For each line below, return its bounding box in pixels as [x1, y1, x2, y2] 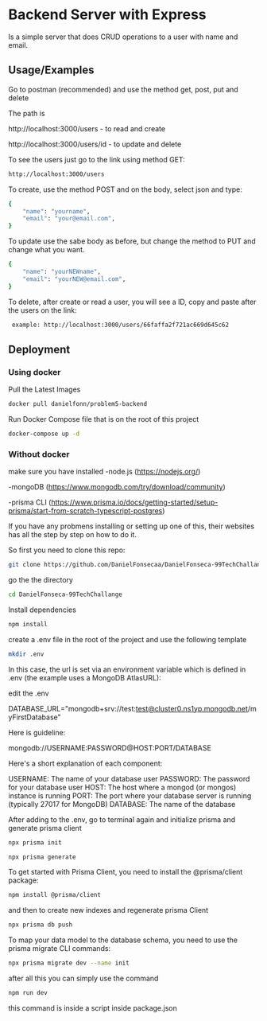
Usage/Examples [8, 64, 95, 77]
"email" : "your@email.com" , [22, 215, 115, 223]
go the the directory [8, 575, 74, 585]
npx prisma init [8, 838, 62, 847]
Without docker [8, 448, 70, 459]
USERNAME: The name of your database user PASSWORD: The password [8, 774, 250, 783]
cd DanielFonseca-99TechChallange [8, 590, 123, 598]
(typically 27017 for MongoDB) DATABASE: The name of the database [8, 799, 236, 809]
